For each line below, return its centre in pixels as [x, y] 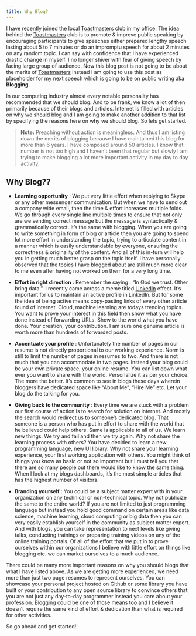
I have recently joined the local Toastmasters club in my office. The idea [93, 28]
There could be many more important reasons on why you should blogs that [97, 565]
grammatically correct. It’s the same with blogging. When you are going [101, 227]
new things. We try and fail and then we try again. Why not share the [97, 436]
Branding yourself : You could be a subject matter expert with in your [98, 491]
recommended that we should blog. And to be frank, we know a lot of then [96, 102]
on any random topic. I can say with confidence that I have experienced [92, 53]
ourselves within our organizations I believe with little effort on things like [102, 548]
